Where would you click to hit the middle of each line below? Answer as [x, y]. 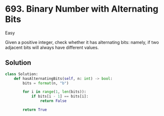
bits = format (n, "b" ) [46, 83]
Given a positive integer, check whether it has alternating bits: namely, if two [82, 42]
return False [53, 101]
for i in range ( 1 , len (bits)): [55, 92]
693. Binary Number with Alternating [82, 9]
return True [35, 110]
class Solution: [22, 74]
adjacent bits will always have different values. [52, 47]
